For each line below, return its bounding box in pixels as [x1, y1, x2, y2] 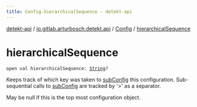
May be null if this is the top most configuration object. [6, 93, 141, 101]
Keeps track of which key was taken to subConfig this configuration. [6, 75, 175, 83]
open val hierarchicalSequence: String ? [6, 65, 109, 71]
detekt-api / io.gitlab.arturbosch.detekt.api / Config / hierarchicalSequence [6, 25, 191, 32]
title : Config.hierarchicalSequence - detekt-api [6, 8, 133, 15]
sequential [6, 82, 32, 89]
